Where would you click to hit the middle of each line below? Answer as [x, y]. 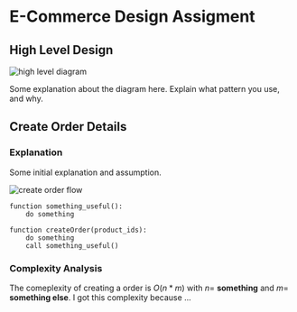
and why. [26, 98]
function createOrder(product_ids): [78, 230]
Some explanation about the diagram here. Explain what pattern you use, [144, 89]
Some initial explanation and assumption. [86, 172]
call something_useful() [72, 245]
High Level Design [61, 50]
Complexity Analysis [56, 268]
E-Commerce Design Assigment [132, 17]
